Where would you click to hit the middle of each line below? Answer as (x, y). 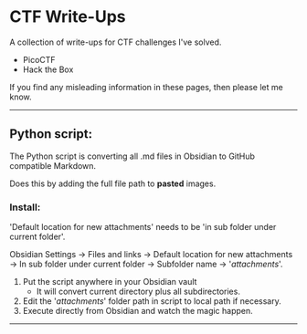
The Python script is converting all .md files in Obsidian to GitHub (132, 156)
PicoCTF (39, 59)
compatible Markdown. (53, 165)
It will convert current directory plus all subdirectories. (138, 292)
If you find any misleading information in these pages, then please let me (146, 87)
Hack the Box (48, 69)
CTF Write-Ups (68, 17)
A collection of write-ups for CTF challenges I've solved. (116, 42)
